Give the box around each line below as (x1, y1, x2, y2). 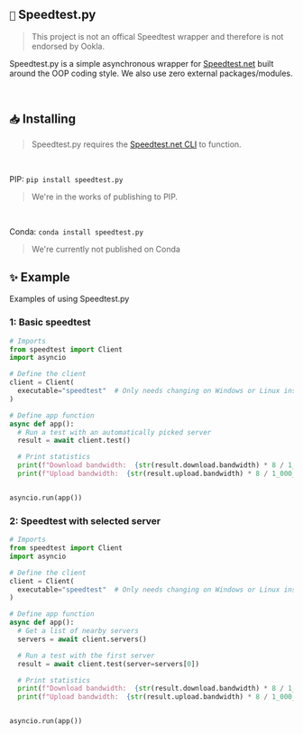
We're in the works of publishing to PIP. (31, 191, 179, 202)
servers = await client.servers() (17, 635, 147, 644)
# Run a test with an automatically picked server (17, 427, 212, 436)
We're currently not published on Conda (31, 243, 180, 254)
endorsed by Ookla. (31, 41, 106, 51)
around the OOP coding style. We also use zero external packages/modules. (9, 68, 293, 78)
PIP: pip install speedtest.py (9, 173, 124, 184)
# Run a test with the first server (17, 651, 155, 660)
